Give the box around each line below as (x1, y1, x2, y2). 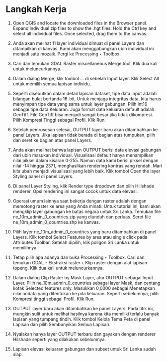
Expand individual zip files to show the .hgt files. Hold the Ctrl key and (12, 25, 157, 31)
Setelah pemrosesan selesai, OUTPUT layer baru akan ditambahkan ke (12, 126, 158, 133)
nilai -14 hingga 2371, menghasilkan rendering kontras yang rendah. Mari (12, 163, 162, 169)
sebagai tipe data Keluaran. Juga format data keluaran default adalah (12, 106, 155, 112)
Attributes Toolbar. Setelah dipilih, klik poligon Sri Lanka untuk (12, 239, 140, 245)
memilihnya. (12, 244, 38, 250)
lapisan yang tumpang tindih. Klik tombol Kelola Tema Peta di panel (12, 316, 151, 322)
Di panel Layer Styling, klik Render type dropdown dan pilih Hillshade (12, 183, 155, 189)
